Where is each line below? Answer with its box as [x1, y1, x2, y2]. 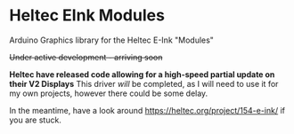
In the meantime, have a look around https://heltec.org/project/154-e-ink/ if [9, 105, 286, 115]
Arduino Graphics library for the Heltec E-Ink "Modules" [9, 35, 214, 45]
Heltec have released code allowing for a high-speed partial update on [9, 68, 275, 80]
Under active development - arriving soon [9, 51, 163, 62]
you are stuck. [9, 114, 62, 125]
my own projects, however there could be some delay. [9, 88, 208, 99]
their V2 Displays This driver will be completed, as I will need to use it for [9, 78, 279, 89]
